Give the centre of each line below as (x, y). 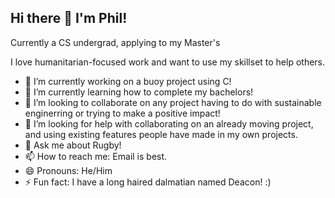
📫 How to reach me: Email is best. (96, 156)
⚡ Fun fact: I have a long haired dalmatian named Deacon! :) (148, 182)
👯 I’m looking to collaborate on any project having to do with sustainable (173, 102)
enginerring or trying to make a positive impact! (122, 113)
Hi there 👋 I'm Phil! (69, 18)
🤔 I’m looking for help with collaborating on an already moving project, (169, 123)
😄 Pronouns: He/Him (68, 170)
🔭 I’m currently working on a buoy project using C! (128, 81)
